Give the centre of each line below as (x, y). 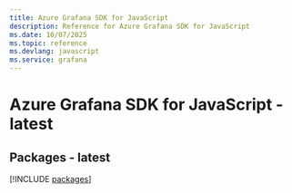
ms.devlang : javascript (55, 52)
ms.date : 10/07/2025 (49, 34)
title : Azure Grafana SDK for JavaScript (89, 18)
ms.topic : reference (49, 43)
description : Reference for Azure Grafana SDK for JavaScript (130, 26)
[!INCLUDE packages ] (50, 179)
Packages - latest (60, 157)
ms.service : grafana (49, 60)
